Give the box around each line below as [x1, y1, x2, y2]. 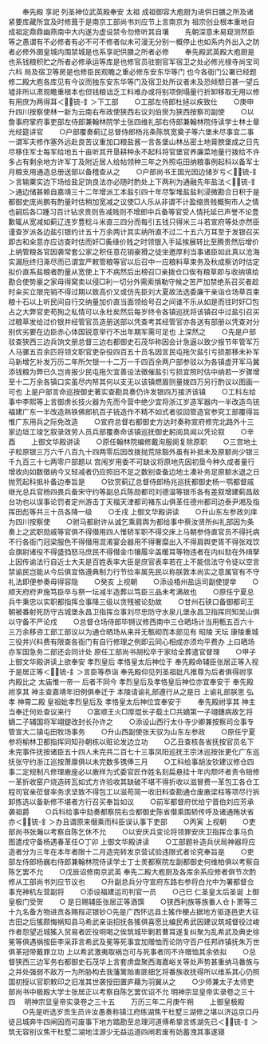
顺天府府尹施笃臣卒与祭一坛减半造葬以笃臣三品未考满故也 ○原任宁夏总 [8, 587, 254, 596]
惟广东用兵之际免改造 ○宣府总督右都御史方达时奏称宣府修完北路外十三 [8, 417, 254, 426]
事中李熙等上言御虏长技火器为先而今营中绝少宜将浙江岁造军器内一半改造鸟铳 [8, 397, 260, 406]
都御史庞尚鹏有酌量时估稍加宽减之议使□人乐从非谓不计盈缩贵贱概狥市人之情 [8, 197, 259, 206]
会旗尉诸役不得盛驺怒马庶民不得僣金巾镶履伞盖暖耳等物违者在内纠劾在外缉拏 [8, 547, 260, 556]
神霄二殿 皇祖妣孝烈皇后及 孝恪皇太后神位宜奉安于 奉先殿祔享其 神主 [17, 697, 256, 706]
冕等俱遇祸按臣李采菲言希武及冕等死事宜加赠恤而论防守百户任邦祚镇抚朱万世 [8, 937, 260, 946]
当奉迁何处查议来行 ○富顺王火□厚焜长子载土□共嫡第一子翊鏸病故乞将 [8, 707, 254, 716]
